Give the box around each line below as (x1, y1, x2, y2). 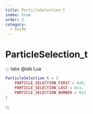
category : (5, 22, 27, 27)
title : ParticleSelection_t (5, 7, 66, 13)
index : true (5, 12, 31, 17)
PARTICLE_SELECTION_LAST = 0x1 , (14, 85, 84, 90)
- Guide (10, 27, 27, 32)
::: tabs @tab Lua (5, 66, 42, 72)
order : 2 (5, 17, 24, 22)
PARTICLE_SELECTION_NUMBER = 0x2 (14, 90, 86, 95)
